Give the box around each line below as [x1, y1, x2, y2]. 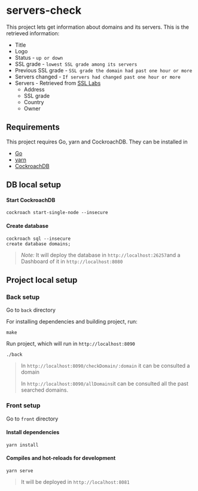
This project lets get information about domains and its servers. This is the [6, 23, 190, 31]
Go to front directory [6, 415, 59, 422]
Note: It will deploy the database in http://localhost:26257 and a [20, 251, 181, 258]
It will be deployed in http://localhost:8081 [20, 478, 130, 485]
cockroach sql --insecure [6, 236, 71, 242]
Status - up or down [14, 54, 63, 61]
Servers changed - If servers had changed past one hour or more [14, 73, 181, 80]
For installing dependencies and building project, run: [6, 318, 138, 325]
